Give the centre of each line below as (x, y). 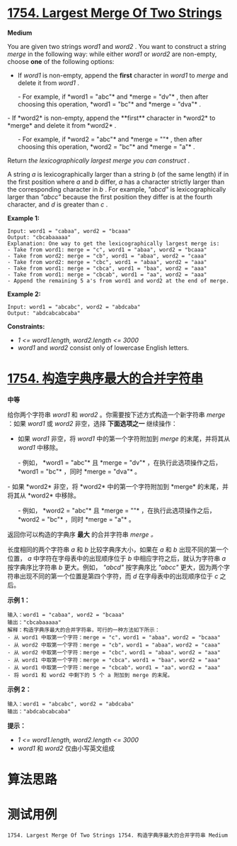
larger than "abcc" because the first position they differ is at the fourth (110, 197)
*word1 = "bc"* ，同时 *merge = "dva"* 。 (79, 471)
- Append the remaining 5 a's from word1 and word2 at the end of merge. (118, 281)
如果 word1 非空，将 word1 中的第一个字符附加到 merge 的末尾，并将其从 (124, 439)
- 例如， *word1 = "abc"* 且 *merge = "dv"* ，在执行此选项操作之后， (119, 462)
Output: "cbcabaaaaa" (39, 237)
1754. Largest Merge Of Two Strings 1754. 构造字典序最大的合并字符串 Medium (118, 835)
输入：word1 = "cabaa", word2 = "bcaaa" (66, 615)
